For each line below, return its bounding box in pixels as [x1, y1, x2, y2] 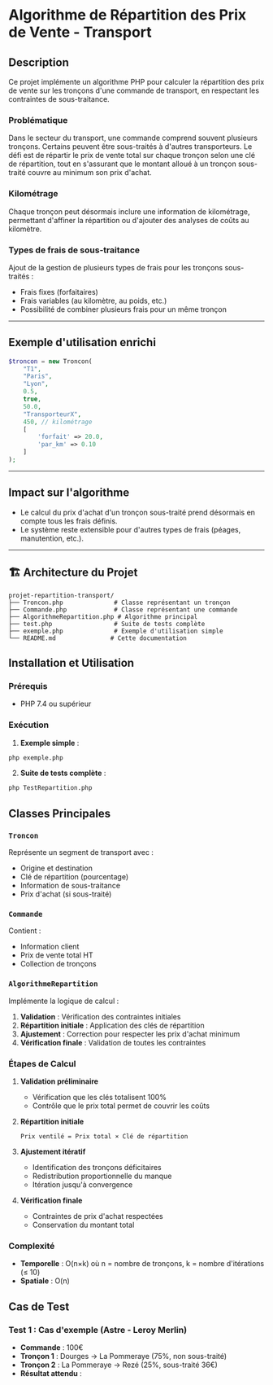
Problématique [8, 114, 68, 125]
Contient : [8, 926, 41, 936]
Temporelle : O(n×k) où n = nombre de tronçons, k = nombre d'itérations [19, 1259, 265, 1269]
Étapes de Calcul [8, 1058, 76, 1069]
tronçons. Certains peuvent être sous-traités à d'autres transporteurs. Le [8, 142, 253, 151]
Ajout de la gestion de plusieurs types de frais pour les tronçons [8, 262, 223, 272]
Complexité [8, 1240, 55, 1251]
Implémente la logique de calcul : [8, 996, 119, 1006]
